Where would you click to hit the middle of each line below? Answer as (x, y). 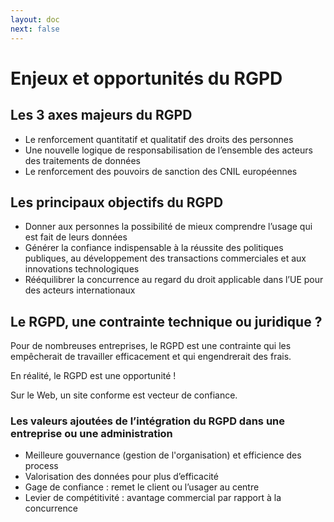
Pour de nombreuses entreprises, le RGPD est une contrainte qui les (151, 346)
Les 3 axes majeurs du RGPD (101, 115)
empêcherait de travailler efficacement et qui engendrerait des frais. (151, 357)
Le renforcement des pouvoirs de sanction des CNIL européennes (161, 171)
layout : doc (35, 19)
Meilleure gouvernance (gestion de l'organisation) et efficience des (163, 455)
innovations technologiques (82, 269)
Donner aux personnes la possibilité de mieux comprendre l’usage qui (168, 227)
